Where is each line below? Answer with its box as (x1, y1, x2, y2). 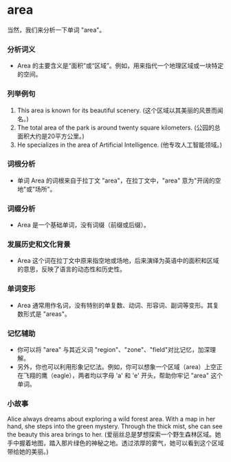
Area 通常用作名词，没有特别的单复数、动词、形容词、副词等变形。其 (16, 301, 213, 309)
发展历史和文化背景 (7, 240, 71, 249)
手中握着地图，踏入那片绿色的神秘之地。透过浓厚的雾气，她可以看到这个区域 (7, 439, 224, 448)
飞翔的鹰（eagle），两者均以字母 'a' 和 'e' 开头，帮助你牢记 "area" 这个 (23, 371, 223, 380)
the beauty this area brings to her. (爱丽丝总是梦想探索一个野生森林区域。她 (7, 430, 221, 439)
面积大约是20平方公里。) (16, 132, 85, 140)
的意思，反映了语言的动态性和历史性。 (16, 265, 126, 273)
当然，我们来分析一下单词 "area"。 (7, 25, 106, 34)
